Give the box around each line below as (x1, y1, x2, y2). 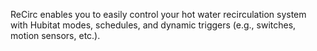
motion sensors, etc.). (10, 30, 101, 41)
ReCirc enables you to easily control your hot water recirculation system (10, 9, 307, 20)
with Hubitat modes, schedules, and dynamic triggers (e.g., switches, (10, 19, 297, 31)
